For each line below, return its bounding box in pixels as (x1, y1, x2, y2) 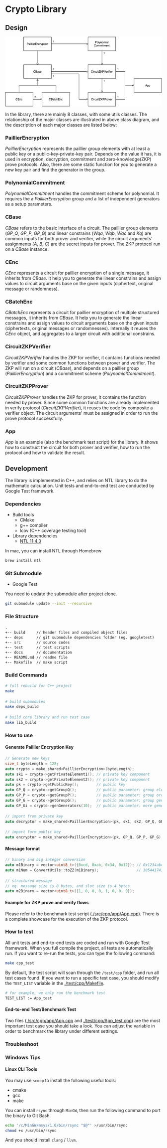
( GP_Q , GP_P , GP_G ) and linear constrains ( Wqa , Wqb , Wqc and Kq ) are (5, 230, 152, 236)
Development (5, 464, 48, 473)
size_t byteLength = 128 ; (5, 761, 59, 766)
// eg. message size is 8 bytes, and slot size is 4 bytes (5, 883, 130, 888)
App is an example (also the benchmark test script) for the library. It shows (5, 439, 158, 445)
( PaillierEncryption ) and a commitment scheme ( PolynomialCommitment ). (5, 370, 156, 376)
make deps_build (5, 704, 39, 709)
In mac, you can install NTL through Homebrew (5, 548, 102, 554)
